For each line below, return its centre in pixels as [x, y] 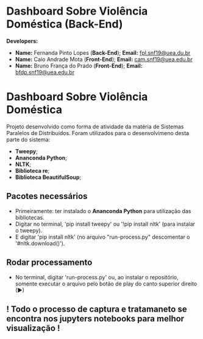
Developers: [22, 41]
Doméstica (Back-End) [65, 24]
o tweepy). [29, 230]
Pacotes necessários [47, 196]
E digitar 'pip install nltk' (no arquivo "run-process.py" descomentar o [102, 237]
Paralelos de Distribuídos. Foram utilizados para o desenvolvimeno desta [98, 133]
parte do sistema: [28, 139]
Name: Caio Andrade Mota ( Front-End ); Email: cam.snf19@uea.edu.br [104, 59]
